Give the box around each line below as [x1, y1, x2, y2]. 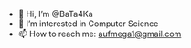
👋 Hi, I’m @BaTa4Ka [17, 9, 93, 19]
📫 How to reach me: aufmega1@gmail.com [17, 28, 182, 39]
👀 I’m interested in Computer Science [17, 18, 159, 29]
